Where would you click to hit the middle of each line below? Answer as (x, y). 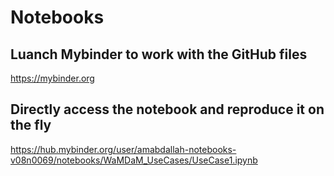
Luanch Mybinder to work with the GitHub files (159, 54)
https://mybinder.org (52, 78)
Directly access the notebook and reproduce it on (167, 109)
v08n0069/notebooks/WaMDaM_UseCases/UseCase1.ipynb (134, 160)
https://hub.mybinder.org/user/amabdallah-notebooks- (123, 149)
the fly (31, 125)
